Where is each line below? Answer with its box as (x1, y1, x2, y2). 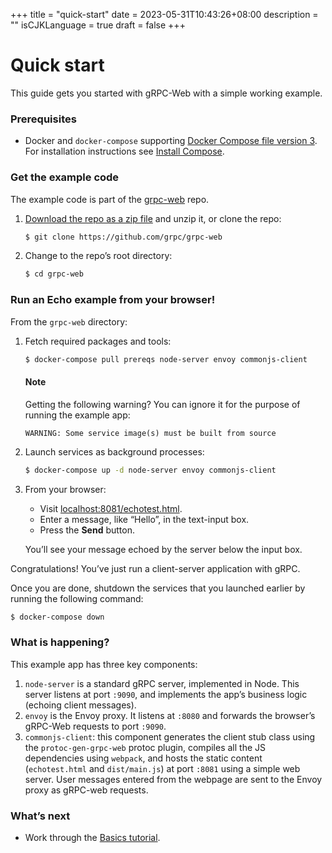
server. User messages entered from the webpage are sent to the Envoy (24, 773, 323, 785)
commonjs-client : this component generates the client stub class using (24, 730, 316, 743)
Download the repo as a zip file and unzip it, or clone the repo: (24, 212, 282, 224)
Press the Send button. (39, 524, 135, 536)
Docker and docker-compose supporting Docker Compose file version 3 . (24, 135, 318, 147)
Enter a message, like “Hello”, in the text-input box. (39, 513, 250, 525)
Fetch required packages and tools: (24, 335, 172, 347)
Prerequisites (10, 112, 77, 126)
